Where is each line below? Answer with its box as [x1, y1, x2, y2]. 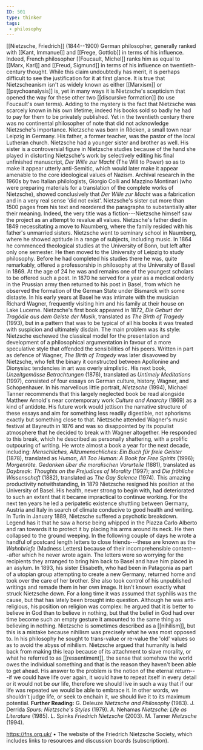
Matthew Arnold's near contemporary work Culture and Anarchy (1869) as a [6, 397, 197, 404]
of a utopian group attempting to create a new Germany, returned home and [6, 571, 196, 578]
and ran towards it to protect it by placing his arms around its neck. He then [6, 526, 195, 533]
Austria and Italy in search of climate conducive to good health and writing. [6, 506, 194, 514]
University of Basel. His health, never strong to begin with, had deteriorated [6, 487, 195, 494]
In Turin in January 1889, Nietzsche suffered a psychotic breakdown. [6, 513, 178, 520]
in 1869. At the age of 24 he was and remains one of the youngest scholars [6, 268, 194, 275]
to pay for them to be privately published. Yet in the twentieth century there [6, 113, 195, 121]
